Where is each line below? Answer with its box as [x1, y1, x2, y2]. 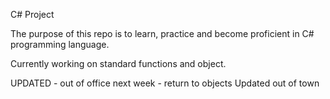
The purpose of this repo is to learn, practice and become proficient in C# [10, 28, 315, 39]
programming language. [10, 39, 110, 50]
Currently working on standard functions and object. [10, 58, 227, 69]
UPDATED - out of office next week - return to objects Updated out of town [10, 77, 320, 89]
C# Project [10, 9, 55, 20]
